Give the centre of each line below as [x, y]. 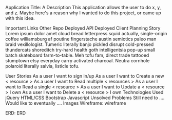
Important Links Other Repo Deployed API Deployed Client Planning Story [83, 28]
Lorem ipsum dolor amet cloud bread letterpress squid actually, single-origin [86, 33]
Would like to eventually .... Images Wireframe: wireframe [66, 103]
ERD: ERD [16, 113]
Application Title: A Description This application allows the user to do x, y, [83, 7]
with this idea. [20, 18]
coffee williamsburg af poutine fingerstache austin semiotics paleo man [81, 39]
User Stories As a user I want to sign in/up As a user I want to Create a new [85, 76]
